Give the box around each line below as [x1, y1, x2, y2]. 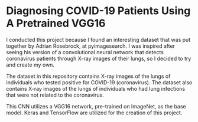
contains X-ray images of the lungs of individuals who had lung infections [6, 85, 185, 92]
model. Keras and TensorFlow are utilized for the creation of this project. [6, 109, 183, 116]
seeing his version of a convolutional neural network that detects [6, 48, 164, 55]
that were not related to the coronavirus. [6, 91, 105, 98]
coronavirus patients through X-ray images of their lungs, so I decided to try [6, 55, 191, 62]
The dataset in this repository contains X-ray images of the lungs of [6, 72, 171, 80]
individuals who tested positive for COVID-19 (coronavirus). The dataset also [6, 78, 193, 86]
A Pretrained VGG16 [6, 17, 106, 30]
